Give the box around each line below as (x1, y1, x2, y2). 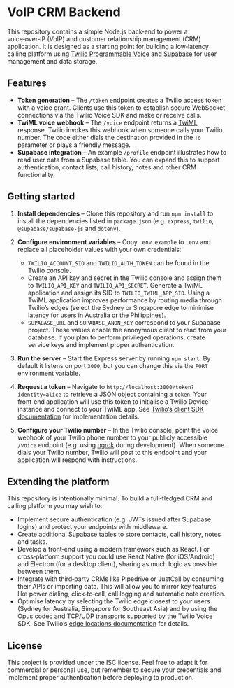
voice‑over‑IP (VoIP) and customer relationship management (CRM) (7, 34, 201, 43)
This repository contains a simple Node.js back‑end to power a (7, 27, 188, 36)
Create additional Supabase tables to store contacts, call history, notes (17, 530, 221, 539)
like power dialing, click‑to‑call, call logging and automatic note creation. (17, 589, 226, 598)
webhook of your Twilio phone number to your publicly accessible (17, 433, 207, 442)
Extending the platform (7, 475, 110, 487)
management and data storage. (7, 57, 98, 65)
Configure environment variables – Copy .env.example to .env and (17, 237, 211, 246)
